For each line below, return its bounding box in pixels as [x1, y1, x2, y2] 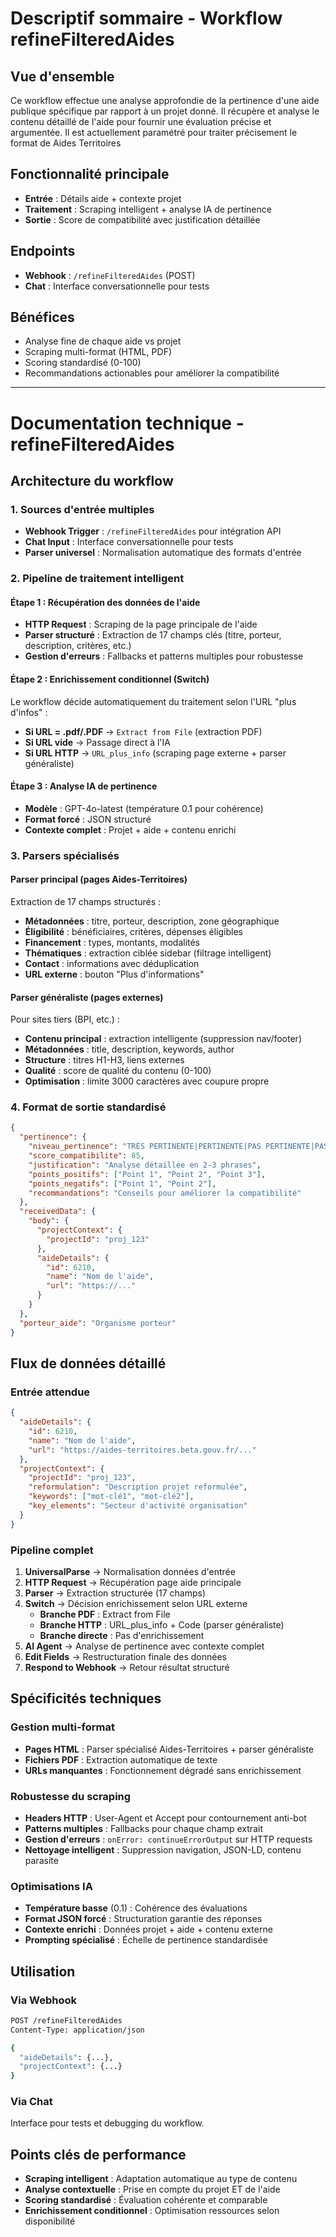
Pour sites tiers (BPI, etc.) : [10, 1013, 120, 1026]
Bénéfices [10, 309, 75, 326]
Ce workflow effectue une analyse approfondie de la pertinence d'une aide [10, 95, 320, 106]
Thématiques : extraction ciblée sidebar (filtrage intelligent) [24, 947, 272, 959]
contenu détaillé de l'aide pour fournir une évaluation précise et [10, 116, 272, 127]
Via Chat [10, 2095, 53, 2109]
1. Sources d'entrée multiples [10, 502, 155, 516]
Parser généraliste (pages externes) [10, 991, 164, 1003]
